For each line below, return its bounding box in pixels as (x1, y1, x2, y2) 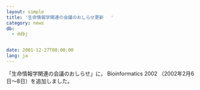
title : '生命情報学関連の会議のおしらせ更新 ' (6, 14, 114, 20)
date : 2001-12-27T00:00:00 (6, 47, 74, 53)
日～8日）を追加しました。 (6, 77, 73, 85)
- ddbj (11, 31, 28, 37)
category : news (6, 20, 44, 26)
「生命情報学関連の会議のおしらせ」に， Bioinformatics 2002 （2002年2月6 (6, 70, 195, 77)
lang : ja (6, 53, 28, 59)
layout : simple (6, 8, 44, 15)
